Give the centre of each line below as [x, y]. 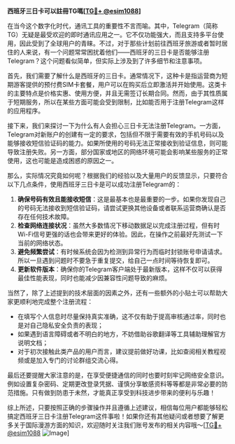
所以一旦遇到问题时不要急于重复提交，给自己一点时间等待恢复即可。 [115, 261]
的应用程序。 [26, 111]
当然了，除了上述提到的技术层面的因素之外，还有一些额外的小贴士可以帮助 [114, 293]
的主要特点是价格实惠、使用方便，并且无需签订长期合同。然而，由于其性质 [114, 93]
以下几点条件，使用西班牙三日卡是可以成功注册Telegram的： [94, 184]
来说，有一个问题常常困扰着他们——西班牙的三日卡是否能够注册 [117, 52]
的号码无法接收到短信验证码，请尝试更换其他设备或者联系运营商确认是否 [121, 208]
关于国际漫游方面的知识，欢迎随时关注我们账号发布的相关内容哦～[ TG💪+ [117, 425]
